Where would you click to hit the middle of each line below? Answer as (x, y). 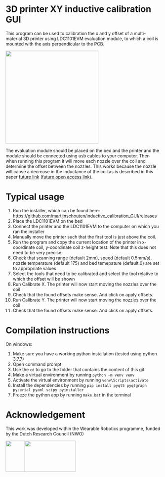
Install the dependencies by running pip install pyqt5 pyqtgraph (80, 385)
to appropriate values (34, 268)
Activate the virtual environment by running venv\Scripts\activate (81, 380)
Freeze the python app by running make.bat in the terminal (72, 395)
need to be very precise (37, 252)
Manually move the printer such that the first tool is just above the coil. (84, 237)
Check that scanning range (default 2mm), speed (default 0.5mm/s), (82, 258)
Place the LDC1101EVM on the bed (48, 221)
